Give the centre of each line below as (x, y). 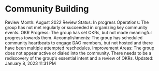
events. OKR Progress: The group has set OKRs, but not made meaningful (79, 32)
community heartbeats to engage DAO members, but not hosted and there (79, 43)
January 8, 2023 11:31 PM (30, 63)
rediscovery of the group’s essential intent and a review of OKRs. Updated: (79, 58)
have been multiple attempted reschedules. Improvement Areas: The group (80, 48)
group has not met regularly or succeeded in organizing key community (76, 27)
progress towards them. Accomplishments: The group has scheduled (74, 38)
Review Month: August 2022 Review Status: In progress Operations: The (77, 22)
